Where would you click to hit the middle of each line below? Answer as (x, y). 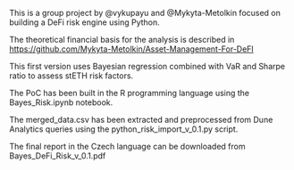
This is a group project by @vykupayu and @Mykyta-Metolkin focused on (145, 13)
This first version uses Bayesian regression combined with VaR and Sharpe (147, 66)
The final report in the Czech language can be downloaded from (127, 146)
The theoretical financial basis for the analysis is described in (122, 40)
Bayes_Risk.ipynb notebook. (61, 102)
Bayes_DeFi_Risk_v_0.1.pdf (58, 156)
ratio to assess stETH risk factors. (71, 76)
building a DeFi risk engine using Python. (85, 22)
